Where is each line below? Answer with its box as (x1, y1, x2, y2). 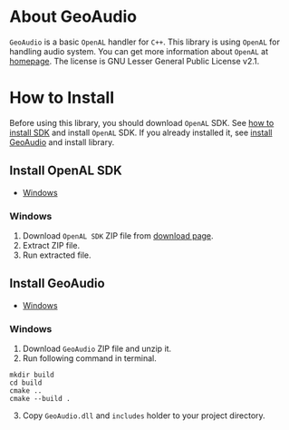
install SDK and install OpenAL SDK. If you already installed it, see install (9, 127, 273, 138)
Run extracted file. (22, 249, 92, 260)
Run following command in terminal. (22, 353, 157, 364)
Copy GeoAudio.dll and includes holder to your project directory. (22, 410, 265, 421)
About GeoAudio (9, 6, 138, 27)
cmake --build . (9, 395, 71, 404)
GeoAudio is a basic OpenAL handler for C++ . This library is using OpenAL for (9, 36, 281, 47)
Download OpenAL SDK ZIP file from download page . (22, 230, 215, 241)
